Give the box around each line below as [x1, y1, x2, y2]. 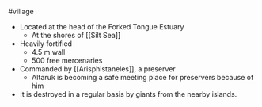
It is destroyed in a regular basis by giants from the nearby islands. [19, 90, 237, 98]
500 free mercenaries [31, 55, 103, 65]
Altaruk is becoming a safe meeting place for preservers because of [31, 73, 254, 82]
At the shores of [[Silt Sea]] [31, 31, 121, 40]
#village [8, 7, 34, 16]
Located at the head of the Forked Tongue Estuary [19, 22, 184, 31]
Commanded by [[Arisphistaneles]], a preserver [19, 64, 176, 74]
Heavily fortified [19, 39, 73, 48]
